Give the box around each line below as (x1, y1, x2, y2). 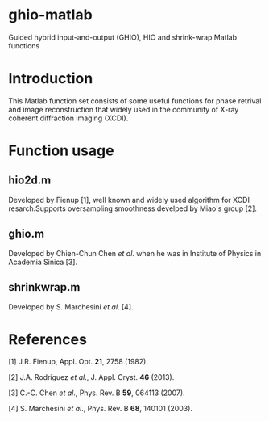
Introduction (8, 69, 93, 88)
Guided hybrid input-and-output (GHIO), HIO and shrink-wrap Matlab (8, 32, 238, 42)
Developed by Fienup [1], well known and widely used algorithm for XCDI (8, 195, 250, 204)
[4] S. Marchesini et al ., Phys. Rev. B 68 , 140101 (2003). (8, 404, 193, 414)
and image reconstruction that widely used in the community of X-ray (8, 104, 239, 114)
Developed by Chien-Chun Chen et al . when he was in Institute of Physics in (8, 248, 262, 258)
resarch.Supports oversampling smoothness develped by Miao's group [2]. (8, 204, 258, 213)
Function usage (8, 141, 114, 160)
